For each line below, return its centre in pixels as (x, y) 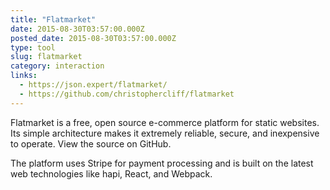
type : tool (33, 47)
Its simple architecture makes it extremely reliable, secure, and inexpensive (165, 133)
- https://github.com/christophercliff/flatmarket (127, 94)
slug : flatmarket (46, 57)
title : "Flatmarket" (53, 19)
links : (24, 76)
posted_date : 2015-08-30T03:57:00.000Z (93, 38)
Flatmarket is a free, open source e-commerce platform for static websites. (165, 122)
